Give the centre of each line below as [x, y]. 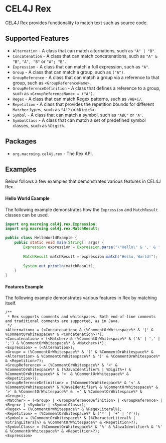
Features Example [24, 286]
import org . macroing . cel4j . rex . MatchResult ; [52, 229]
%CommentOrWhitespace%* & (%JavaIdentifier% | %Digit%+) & [68, 370]
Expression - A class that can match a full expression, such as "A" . [81, 66]
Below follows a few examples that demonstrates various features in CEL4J [83, 181]
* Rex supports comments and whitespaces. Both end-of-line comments [81, 317]
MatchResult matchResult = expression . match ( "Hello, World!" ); [91, 256]
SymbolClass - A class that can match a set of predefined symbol [79, 120]
